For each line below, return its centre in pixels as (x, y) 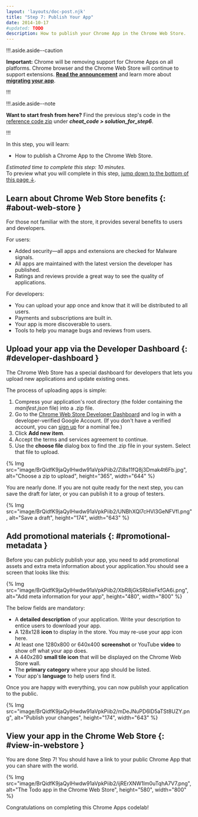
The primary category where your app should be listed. (83, 669)
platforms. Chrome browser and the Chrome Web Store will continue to (92, 68)
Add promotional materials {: (60, 536)
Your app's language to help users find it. (65, 676)
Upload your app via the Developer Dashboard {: (97, 349)
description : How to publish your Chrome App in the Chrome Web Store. (96, 34)
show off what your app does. (51, 650)
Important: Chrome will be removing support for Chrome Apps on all (90, 62)
